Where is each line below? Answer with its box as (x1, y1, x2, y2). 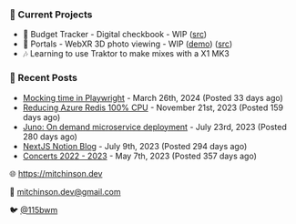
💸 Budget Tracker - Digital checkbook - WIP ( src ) (22, 29, 208, 40)
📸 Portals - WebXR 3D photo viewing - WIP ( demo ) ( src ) (22, 38, 233, 49)
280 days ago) (22, 131, 77, 142)
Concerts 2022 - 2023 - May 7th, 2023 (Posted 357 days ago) (22, 150, 258, 161)
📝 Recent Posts (9, 72, 78, 85)
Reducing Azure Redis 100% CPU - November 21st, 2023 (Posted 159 (22, 102, 284, 113)
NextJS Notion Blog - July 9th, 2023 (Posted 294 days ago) (22, 140, 248, 151)
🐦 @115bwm (9, 204, 58, 215)
